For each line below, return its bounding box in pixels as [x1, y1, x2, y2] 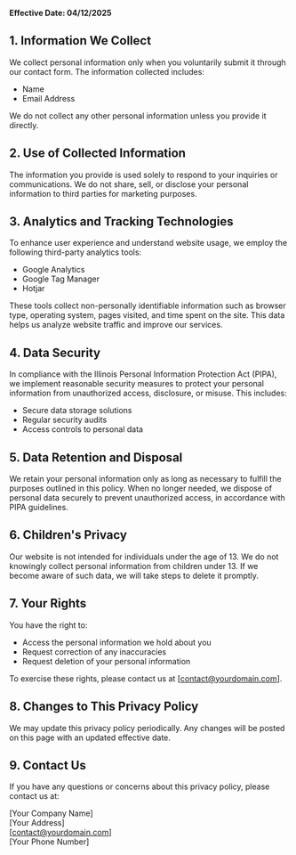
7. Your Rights [9, 596, 87, 611]
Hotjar [21, 283, 45, 294]
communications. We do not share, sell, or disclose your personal [9, 178, 249, 190]
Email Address [21, 93, 76, 103]
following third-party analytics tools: [9, 247, 142, 257]
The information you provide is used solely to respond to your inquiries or [9, 169, 278, 180]
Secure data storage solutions [21, 405, 132, 416]
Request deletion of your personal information [21, 655, 191, 666]
